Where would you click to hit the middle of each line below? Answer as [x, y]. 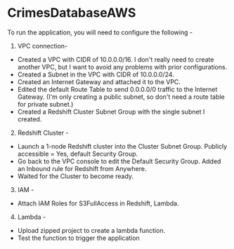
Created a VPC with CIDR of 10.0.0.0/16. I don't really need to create [116, 59]
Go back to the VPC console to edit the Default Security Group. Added [119, 161]
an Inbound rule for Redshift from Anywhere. [82, 168]
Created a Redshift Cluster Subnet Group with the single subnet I [111, 112]
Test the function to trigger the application [79, 238]
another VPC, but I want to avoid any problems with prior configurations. [122, 67]
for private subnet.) [45, 104]
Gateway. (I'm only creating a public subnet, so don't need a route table [121, 97]
